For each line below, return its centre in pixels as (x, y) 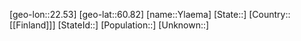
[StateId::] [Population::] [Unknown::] (133, 25)
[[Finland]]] (32, 25)
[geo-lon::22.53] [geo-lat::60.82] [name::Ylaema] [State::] (128, 14)
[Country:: (269, 14)
